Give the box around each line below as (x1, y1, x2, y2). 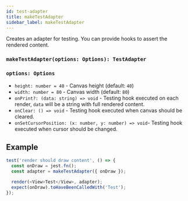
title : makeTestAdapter (6, 14, 64, 20)
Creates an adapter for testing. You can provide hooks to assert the (6, 36, 168, 43)
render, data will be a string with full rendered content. (14, 100, 145, 108)
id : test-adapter (6, 8, 48, 15)
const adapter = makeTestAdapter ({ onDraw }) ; (11, 168, 126, 175)
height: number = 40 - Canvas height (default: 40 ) (14, 82, 134, 89)
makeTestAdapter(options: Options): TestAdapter (6, 56, 147, 63)
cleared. (14, 113, 35, 120)
